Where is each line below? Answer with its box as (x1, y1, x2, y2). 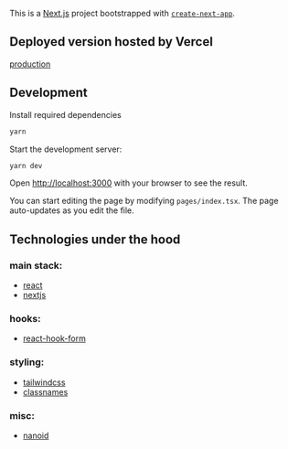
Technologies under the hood (9, 231, 181, 247)
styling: (9, 356, 45, 369)
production (9, 59, 51, 69)
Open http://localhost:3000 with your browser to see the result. (9, 177, 249, 188)
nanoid (22, 430, 49, 441)
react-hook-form (22, 333, 87, 344)
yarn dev (9, 161, 43, 170)
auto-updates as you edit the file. (9, 205, 134, 216)
